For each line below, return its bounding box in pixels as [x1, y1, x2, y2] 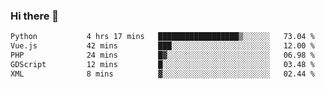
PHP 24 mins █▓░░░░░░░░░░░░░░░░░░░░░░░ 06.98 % [10, 50, 315, 61]
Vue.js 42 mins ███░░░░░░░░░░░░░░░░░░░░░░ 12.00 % [10, 41, 315, 51]
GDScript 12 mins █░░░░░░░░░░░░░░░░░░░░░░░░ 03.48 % [10, 59, 315, 69]
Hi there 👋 [10, 9, 60, 23]
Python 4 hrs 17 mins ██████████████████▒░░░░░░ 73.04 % [10, 32, 315, 42]
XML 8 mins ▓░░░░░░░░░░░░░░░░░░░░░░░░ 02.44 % [10, 69, 315, 79]
